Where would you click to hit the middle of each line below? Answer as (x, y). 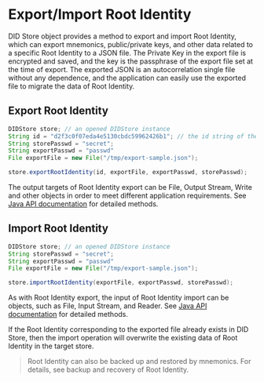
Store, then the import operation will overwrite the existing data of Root (123, 338)
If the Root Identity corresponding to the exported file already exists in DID (128, 329)
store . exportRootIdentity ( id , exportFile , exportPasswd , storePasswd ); (128, 173)
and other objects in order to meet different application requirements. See (127, 195)
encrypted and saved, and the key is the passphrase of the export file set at (131, 61)
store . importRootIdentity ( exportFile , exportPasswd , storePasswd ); (121, 283)
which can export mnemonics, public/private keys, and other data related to (131, 44)
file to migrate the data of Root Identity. (71, 86)
